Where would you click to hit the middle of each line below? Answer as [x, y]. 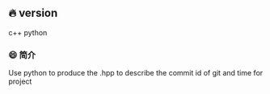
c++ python [28, 32]
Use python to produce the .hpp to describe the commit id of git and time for [136, 73]
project [20, 82]
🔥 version [33, 13]
